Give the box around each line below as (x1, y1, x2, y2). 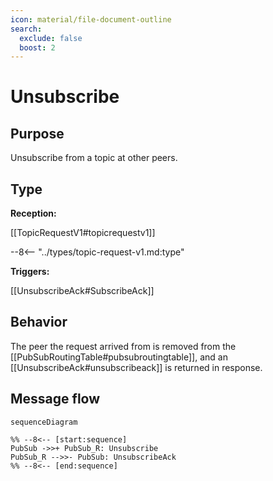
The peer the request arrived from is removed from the (10, 340, 237, 352)
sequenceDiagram (10, 417, 78, 427)
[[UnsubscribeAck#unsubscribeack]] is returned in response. (10, 361, 263, 373)
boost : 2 (19, 42, 56, 53)
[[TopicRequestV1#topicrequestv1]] (10, 227, 156, 239)
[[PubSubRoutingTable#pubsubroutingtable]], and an (10, 351, 228, 363)
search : (10, 24, 43, 34)
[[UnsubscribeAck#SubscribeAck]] (10, 285, 155, 297)
